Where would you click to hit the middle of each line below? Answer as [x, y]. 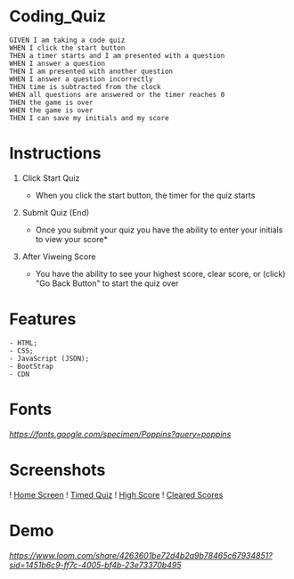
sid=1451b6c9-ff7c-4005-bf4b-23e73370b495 [95, 565]
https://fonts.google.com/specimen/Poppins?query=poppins [120, 434]
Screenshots [57, 470]
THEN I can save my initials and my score [89, 118]
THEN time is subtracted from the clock [86, 86]
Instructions [55, 154]
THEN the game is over [51, 102]
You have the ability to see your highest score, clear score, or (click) [160, 273]
